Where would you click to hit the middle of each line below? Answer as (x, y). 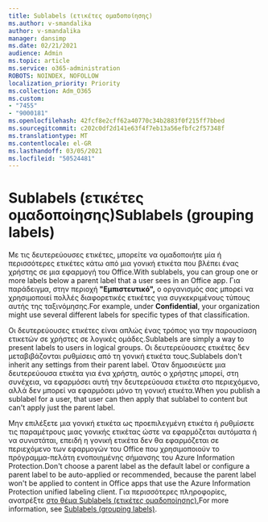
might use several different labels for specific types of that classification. (129, 315)
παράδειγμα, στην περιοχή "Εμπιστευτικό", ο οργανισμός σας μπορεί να (131, 289)
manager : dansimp (37, 38)
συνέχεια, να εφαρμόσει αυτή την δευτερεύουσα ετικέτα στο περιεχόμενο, (134, 382)
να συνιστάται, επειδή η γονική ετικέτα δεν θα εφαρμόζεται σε (114, 441)
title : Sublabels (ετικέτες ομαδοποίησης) (80, 16)
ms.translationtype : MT (48, 136)
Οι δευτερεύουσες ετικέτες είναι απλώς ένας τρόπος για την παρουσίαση (133, 331)
